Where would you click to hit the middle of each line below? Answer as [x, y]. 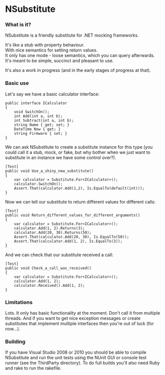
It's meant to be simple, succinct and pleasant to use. [60, 61]
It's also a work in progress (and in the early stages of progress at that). [78, 70]
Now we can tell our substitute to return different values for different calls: [80, 202]
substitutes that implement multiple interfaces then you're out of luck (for [80, 323]
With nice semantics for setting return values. [51, 50]
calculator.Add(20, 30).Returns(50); [53, 232]
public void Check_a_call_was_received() [48, 268]
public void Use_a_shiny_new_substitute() [49, 171]
